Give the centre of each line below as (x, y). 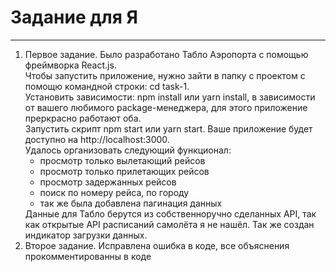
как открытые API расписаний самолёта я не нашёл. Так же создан (169, 224)
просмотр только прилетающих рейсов (124, 171)
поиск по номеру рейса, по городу (114, 192)
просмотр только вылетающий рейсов (122, 160)
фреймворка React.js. (70, 65)
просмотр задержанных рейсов (108, 182)
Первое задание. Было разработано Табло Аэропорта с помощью (166, 54)
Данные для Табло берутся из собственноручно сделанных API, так (170, 213)
